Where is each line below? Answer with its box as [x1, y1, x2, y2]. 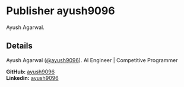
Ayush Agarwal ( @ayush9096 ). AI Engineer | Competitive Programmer [6, 56, 178, 63]
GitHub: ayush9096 [6, 68, 55, 75]
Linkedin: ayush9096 [6, 74, 59, 81]
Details [6, 41, 33, 51]
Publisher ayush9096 [6, 4, 115, 18]
